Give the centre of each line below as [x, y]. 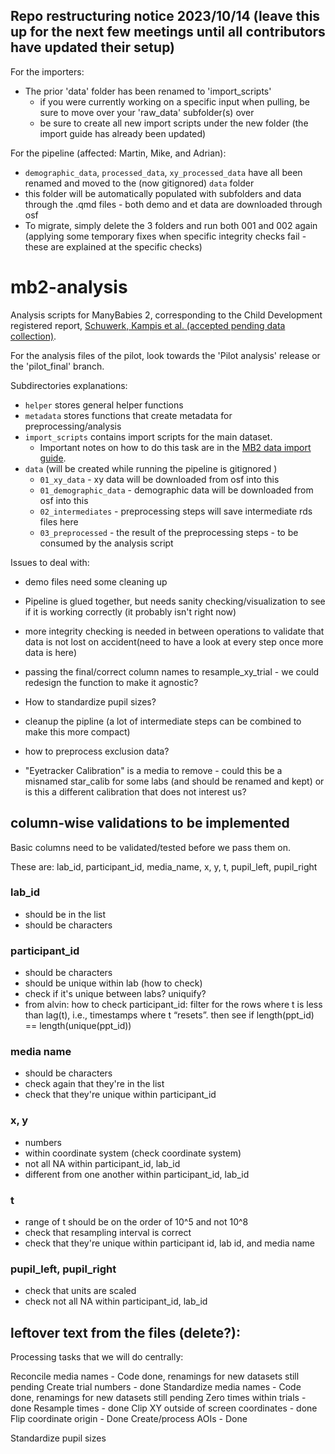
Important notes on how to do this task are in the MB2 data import [175, 447]
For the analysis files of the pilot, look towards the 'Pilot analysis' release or [165, 355]
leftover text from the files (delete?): [125, 1332]
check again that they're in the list [94, 1084]
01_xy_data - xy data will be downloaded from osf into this [159, 479]
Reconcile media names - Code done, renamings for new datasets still [155, 1376]
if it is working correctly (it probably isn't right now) [130, 611]
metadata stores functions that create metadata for [128, 415]
